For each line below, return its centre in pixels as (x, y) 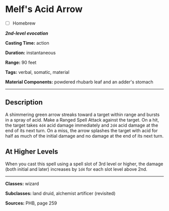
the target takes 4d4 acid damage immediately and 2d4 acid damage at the (82, 125)
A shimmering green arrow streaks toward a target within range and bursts (82, 115)
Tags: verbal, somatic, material (37, 72)
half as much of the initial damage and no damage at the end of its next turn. (84, 136)
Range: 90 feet (21, 62)
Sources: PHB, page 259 (31, 203)
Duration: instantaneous (31, 53)
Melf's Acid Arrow (44, 9)
